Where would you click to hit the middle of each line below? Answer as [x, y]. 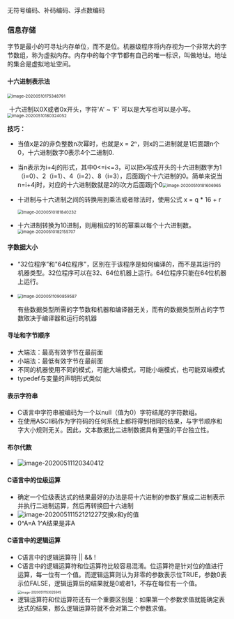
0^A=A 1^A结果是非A [46, 523]
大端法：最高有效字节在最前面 [60, 352]
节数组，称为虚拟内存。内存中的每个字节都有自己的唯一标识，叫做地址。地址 [117, 55]
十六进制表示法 [29, 81]
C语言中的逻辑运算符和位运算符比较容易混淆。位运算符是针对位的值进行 [120, 566]
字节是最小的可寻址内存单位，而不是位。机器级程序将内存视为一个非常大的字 [117, 47]
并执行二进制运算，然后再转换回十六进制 [75, 505]
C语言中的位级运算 [34, 479]
